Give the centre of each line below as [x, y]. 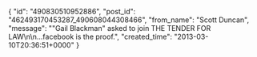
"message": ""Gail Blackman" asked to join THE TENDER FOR [110, 28]
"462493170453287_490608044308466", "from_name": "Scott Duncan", [129, 20]
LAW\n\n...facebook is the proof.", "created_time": [90, 36]
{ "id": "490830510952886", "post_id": [72, 11]
